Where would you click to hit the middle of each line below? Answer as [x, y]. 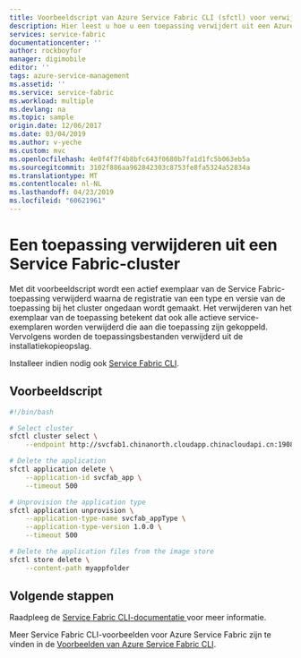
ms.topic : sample [42, 117]
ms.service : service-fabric [62, 92]
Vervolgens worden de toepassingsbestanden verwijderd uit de [126, 336]
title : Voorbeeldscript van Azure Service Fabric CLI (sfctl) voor [138, 17]
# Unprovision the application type [77, 502]
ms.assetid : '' [38, 84]
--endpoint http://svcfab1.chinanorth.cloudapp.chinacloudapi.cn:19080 [162, 445]
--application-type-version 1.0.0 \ [94, 527]
